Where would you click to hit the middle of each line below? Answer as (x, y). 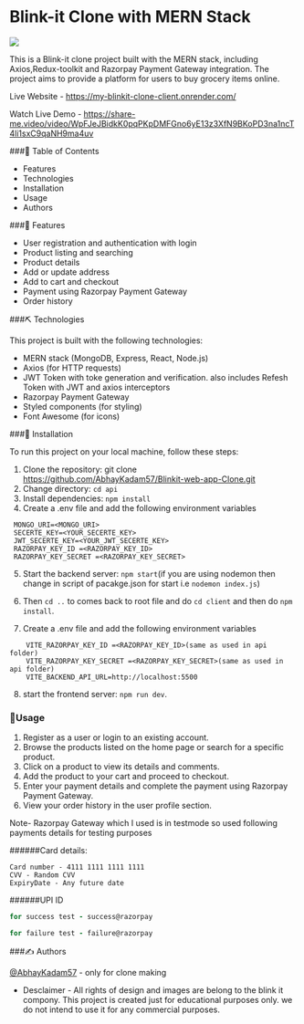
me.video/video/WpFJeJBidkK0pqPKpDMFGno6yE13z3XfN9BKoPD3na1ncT (152, 123)
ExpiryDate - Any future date (67, 883)
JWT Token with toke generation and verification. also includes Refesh (155, 377)
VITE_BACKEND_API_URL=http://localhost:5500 (112, 677)
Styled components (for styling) (83, 406)
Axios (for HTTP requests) (72, 368)
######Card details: (49, 851)
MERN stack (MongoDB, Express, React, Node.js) (115, 358)
